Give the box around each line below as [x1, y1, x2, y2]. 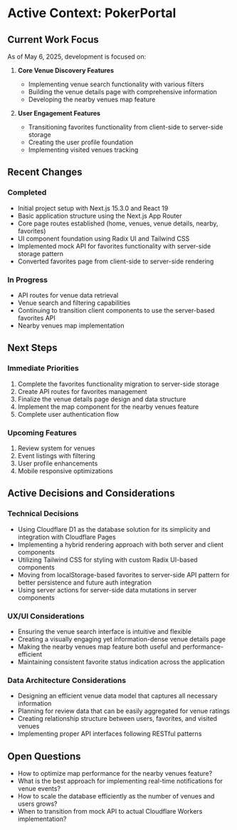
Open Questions [7, 750, 81, 762]
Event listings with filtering [17, 451, 96, 460]
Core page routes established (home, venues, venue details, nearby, [17, 219, 218, 228]
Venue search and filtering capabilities [17, 298, 131, 307]
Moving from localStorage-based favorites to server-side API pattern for [17, 570, 230, 579]
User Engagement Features [17, 109, 101, 117]
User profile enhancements [17, 459, 98, 467]
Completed [7, 188, 47, 198]
